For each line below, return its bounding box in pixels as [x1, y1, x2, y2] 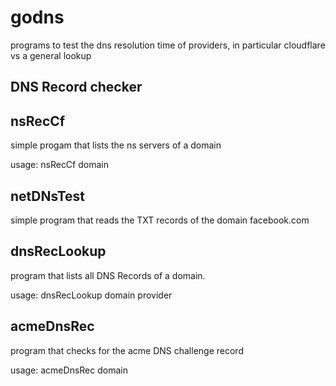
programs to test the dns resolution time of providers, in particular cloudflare [10, 39, 326, 51]
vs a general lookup [10, 49, 92, 61]
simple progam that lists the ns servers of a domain [10, 139, 222, 151]
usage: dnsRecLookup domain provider [10, 289, 173, 301]
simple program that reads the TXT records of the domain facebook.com [10, 214, 310, 226]
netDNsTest [10, 187, 86, 205]
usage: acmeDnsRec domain [10, 364, 128, 376]
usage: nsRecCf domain [10, 159, 109, 171]
